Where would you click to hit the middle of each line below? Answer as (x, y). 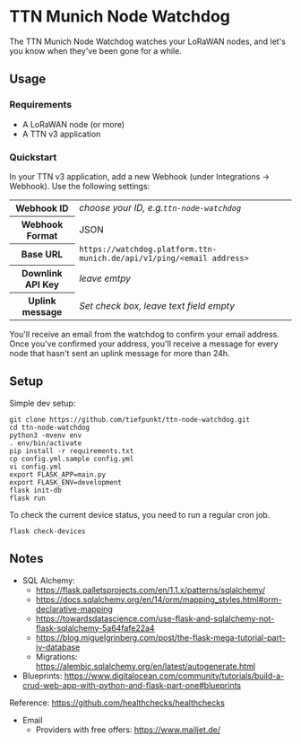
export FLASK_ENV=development (66, 482)
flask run (28, 498)
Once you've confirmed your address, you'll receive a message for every (144, 344)
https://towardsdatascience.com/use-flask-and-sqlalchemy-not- (155, 618)
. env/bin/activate (46, 443)
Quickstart (33, 157)
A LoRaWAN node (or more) (73, 124)
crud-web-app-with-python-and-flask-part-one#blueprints (132, 685)
